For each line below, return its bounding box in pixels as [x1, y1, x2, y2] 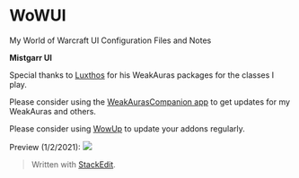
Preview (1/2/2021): [9, 141, 81, 152]
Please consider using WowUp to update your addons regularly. [9, 123, 245, 134]
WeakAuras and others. [9, 106, 97, 116]
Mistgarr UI [9, 52, 52, 63]
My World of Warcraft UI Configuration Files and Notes [9, 35, 212, 46]
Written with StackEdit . [31, 158, 117, 170]
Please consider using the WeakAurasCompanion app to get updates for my [9, 96, 290, 107]
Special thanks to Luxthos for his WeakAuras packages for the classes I [9, 69, 275, 81]
